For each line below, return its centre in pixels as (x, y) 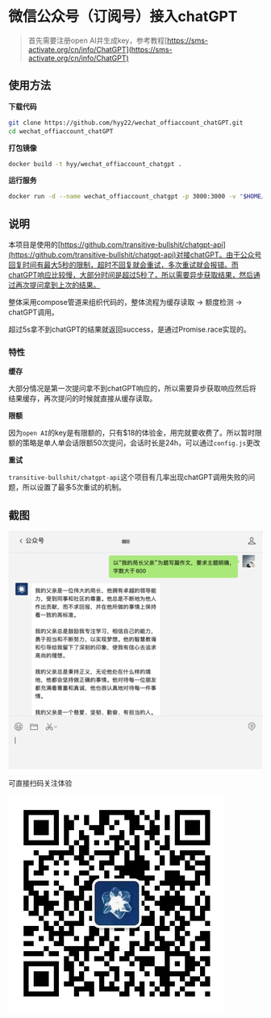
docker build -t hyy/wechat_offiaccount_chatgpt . (95, 164)
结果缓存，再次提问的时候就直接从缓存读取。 (83, 398)
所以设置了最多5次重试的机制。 (74, 487)
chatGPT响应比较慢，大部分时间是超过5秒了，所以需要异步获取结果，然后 (131, 275)
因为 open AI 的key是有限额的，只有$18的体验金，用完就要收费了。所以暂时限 (135, 433)
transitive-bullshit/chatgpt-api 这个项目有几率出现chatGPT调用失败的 (128, 478)
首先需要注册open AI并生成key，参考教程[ (98, 40)
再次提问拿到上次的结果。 (58, 285)
